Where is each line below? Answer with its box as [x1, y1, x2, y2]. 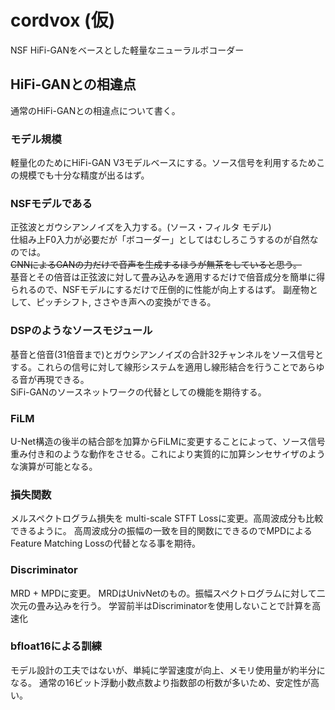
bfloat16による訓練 [10, 639, 102, 653]
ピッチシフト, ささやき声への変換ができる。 [35, 296, 217, 308]
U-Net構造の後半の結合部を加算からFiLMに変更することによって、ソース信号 [10, 435, 326, 447]
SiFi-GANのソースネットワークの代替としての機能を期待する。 [10, 386, 267, 398]
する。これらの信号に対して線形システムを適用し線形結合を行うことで [10, 361, 299, 373]
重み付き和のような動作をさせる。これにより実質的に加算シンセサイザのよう [10, 447, 326, 460]
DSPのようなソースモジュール [10, 324, 153, 338]
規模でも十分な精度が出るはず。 [18, 169, 150, 181]
